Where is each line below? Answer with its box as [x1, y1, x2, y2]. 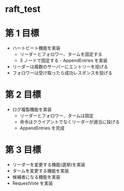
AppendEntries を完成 [19, 125, 64, 131]
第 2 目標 [5, 89, 41, 100]
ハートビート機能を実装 [12, 45, 61, 51]
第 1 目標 [5, 28, 40, 39]
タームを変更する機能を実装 [12, 168, 69, 174]
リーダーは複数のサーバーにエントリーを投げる [12, 64, 108, 70]
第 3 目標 [5, 144, 41, 156]
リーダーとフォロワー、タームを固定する [19, 51, 103, 58]
